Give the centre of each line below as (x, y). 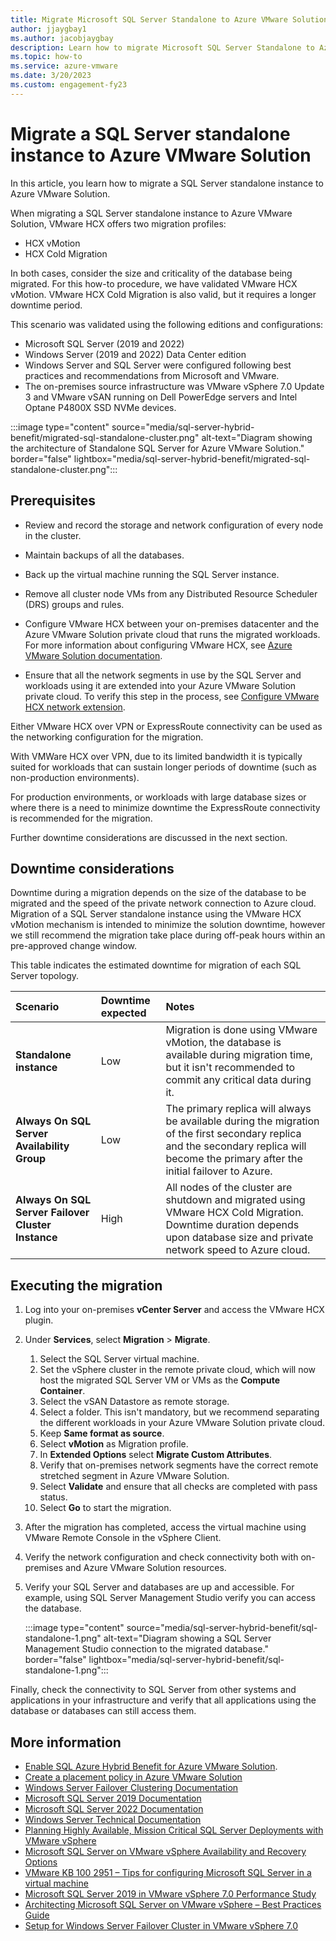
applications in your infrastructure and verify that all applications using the (163, 1700)
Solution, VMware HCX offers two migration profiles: (118, 223)
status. (53, 1497)
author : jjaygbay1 (48, 29)
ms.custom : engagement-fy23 (69, 85)
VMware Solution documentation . (93, 655)
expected (123, 1013)
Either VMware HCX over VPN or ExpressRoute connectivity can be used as (166, 726)
